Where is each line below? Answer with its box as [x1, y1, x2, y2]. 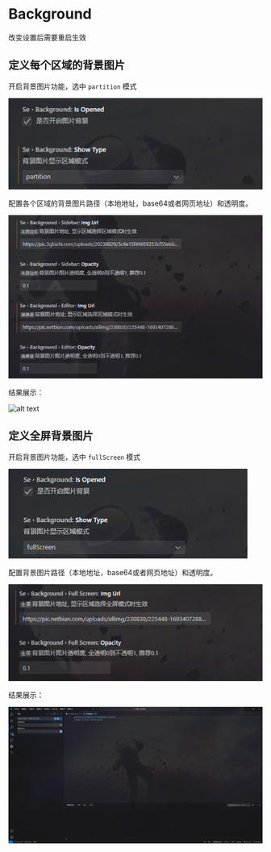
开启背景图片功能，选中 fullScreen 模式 [8, 452, 141, 461]
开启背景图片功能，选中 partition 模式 [8, 81, 137, 91]
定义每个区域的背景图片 [8, 58, 125, 73]
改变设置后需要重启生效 [8, 32, 86, 42]
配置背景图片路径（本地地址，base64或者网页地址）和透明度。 [8, 567, 218, 577]
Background [8, 5, 92, 23]
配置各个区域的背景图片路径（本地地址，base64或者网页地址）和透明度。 [8, 198, 252, 208]
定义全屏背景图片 [8, 429, 94, 443]
